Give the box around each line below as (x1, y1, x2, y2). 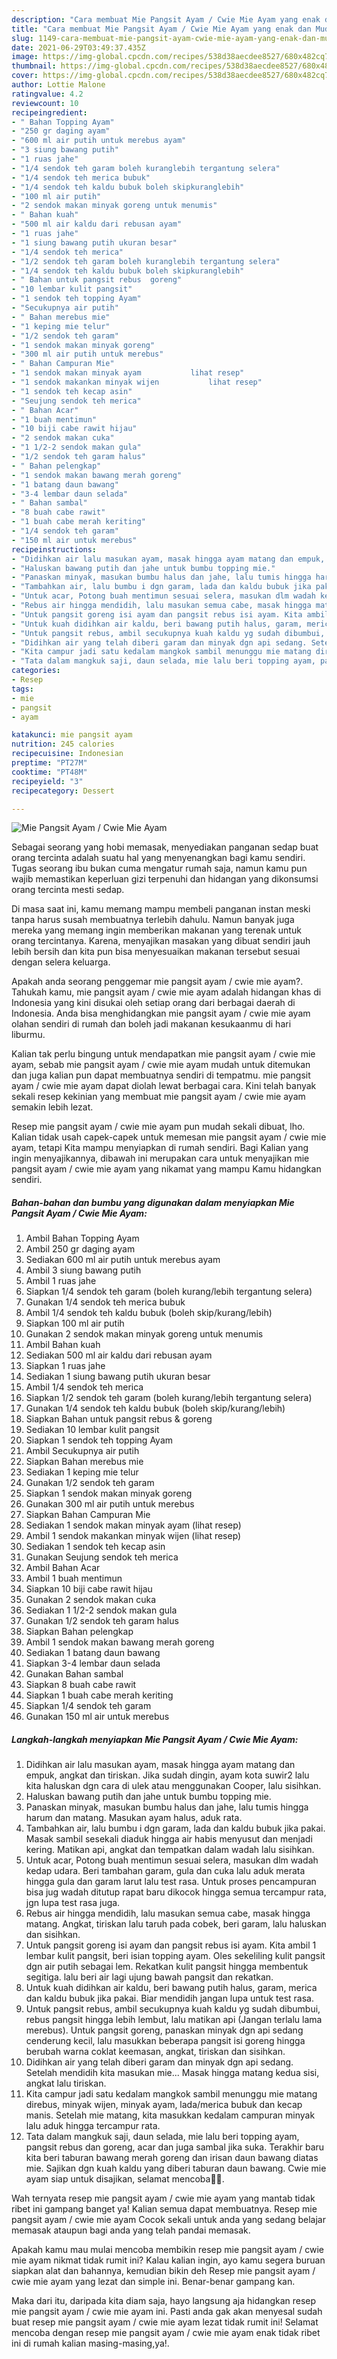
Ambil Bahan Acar (25, 1562, 101, 1574)
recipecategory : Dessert (11, 786, 115, 796)
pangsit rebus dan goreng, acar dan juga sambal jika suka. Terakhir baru (25, 2141, 325, 2153)
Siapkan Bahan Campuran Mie (25, 1509, 151, 1521)
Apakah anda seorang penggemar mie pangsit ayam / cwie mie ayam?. (11, 976, 304, 988)
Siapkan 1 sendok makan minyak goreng (25, 1487, 193, 1500)
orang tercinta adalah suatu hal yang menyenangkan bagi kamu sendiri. (11, 852, 306, 864)
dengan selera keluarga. (11, 956, 111, 968)
